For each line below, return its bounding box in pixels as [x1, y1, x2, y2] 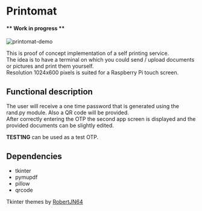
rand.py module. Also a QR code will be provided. [6, 109, 130, 116]
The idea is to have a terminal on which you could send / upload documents [6, 56, 195, 63]
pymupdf [14, 174, 38, 181]
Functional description [6, 86, 93, 97]
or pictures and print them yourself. [6, 62, 94, 70]
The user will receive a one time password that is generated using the [6, 103, 180, 110]
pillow [14, 180, 30, 187]
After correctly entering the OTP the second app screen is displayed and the [6, 115, 196, 123]
